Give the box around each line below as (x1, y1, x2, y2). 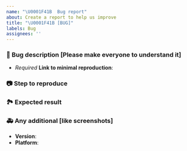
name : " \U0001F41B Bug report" (6, 8, 87, 15)
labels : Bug (6, 25, 36, 32)
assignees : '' (6, 31, 42, 37)
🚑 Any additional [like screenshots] (6, 117, 113, 125)
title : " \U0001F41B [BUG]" (6, 20, 74, 26)
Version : (14, 132, 37, 140)
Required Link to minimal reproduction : (14, 64, 113, 72)
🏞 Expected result (6, 98, 62, 106)
